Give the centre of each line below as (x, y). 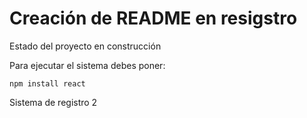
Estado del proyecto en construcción (85, 46)
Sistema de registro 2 (53, 102)
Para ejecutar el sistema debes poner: (87, 65)
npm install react (47, 83)
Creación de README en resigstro (153, 18)
